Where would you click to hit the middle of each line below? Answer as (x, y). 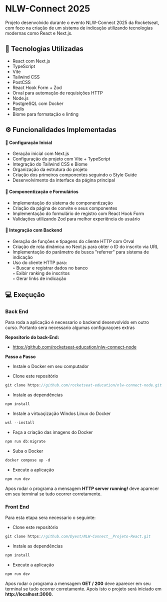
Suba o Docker (28, 451)
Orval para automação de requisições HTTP (58, 92)
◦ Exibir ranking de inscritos (41, 273)
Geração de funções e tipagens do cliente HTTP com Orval (73, 241)
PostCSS (21, 82)
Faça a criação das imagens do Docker (53, 432)
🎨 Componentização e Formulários (42, 191)
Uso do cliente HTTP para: (40, 262)
